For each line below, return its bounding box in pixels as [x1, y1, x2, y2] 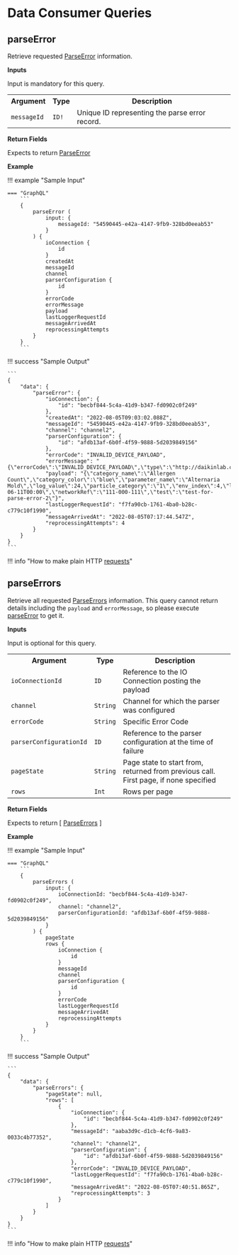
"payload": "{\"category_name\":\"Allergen [45, 470, 176, 477]
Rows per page [123, 787, 174, 797]
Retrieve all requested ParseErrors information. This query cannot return [7, 596, 218, 604]
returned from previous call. [123, 766, 216, 776]
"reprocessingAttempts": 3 [70, 1189, 151, 1197]
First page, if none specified [123, 775, 216, 784]
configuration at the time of [123, 737, 214, 747]
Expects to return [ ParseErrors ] [7, 818, 102, 827]
